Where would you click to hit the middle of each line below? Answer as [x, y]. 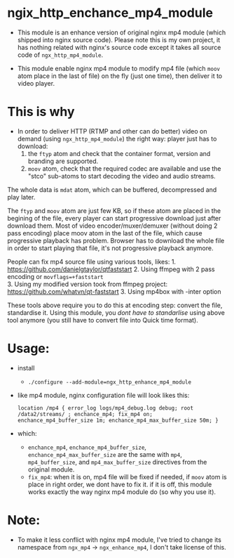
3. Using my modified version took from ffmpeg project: [88, 284]
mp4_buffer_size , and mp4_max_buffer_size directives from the [117, 462]
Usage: [29, 349]
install [26, 368]
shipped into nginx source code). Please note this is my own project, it [119, 39]
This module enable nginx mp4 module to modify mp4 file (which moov [119, 68]
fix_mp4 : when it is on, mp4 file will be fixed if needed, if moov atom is [127, 476]
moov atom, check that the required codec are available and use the [125, 168]
